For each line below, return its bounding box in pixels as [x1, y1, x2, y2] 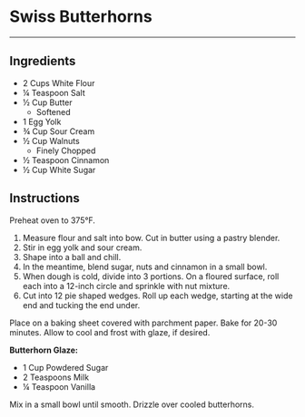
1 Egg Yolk [22, 116, 62, 127]
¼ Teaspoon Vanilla [22, 381, 96, 392]
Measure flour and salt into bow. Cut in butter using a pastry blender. [22, 232, 280, 243]
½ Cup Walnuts [22, 135, 80, 146]
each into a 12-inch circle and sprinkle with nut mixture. [22, 280, 231, 291]
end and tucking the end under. [22, 299, 141, 310]
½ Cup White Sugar [22, 164, 96, 175]
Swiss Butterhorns [9, 6, 152, 27]
